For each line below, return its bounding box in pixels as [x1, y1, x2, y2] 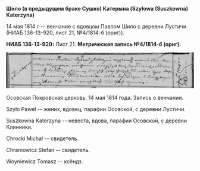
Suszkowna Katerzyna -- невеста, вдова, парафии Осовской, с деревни [6, 117, 187, 124]
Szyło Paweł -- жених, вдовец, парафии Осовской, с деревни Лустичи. [6, 106, 186, 113]
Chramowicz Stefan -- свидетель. [6, 147, 90, 154]
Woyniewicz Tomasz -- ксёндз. [6, 158, 83, 165]
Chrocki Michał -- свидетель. [6, 135, 79, 142]
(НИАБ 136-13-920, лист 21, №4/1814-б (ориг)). [6, 29, 125, 36]
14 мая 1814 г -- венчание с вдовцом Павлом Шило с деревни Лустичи [6, 23, 187, 30]
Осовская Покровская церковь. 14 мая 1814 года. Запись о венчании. [6, 94, 183, 102]
